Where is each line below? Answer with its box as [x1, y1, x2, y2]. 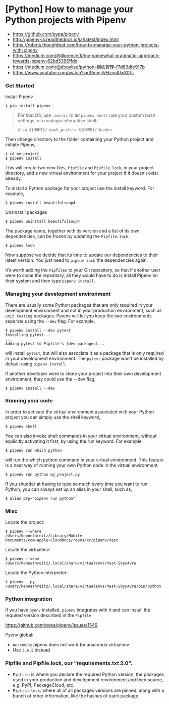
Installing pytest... [5, 332, 51, 337]
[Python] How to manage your [5, 4, 134, 15]
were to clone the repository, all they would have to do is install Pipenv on [5, 272, 158, 278]
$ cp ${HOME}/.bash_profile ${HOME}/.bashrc [17, 127, 113, 132]
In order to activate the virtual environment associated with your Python [5, 408, 154, 415]
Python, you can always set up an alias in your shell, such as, [5, 486, 133, 492]
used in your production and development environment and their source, [12, 676, 164, 683]
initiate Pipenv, [5, 142, 36, 148]
